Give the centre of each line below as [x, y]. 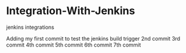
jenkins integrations [30, 27]
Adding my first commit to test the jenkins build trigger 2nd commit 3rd [93, 38]
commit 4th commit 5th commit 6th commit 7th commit [74, 45]
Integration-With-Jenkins [71, 11]
